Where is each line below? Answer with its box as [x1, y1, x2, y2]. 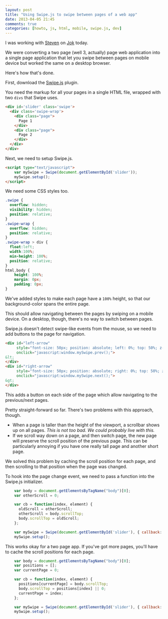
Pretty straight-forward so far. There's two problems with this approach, [5, 407, 153, 413]
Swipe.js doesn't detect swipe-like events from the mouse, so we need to [5, 326, 156, 332]
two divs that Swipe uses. [5, 95, 58, 101]
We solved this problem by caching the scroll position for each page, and [5, 458, 156, 464]
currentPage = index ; [18, 590, 64, 596]
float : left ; [9, 244, 35, 250]
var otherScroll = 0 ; [14, 493, 59, 498]
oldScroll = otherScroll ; [18, 507, 72, 512]
